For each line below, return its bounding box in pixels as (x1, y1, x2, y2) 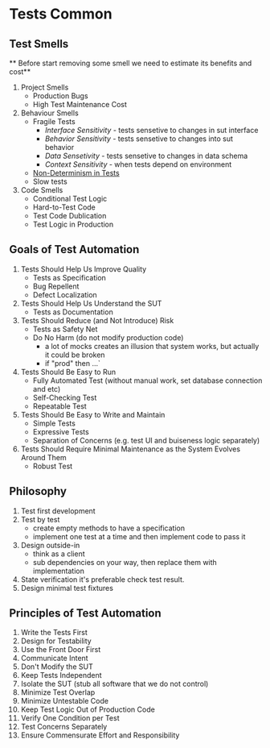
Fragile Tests (32, 117, 76, 126)
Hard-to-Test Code (32, 202, 96, 212)
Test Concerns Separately (20, 722, 108, 732)
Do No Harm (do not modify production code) (32, 332, 184, 343)
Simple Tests (32, 418, 76, 428)
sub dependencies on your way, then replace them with (32, 557, 218, 567)
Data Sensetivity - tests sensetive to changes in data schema (44, 151, 248, 160)
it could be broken (44, 350, 105, 359)
